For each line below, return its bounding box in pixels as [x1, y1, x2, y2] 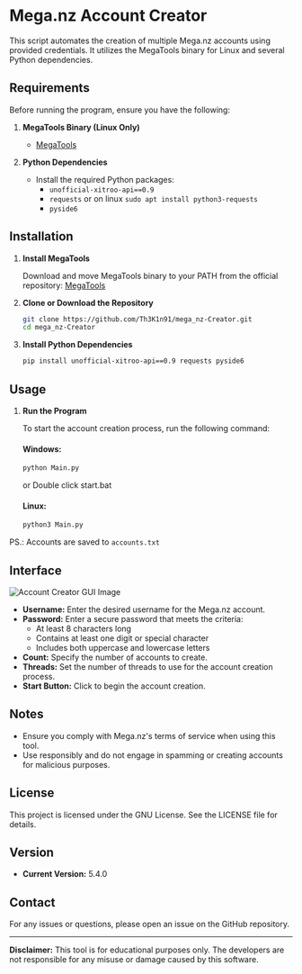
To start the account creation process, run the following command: [22, 423, 271, 433]
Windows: [22, 443, 62, 455]
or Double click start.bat [22, 480, 112, 491]
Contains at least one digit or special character [35, 632, 209, 644]
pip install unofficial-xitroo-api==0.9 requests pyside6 [22, 356, 244, 365]
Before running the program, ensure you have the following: [9, 104, 231, 115]
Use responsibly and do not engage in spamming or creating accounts [22, 749, 283, 761]
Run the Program [22, 406, 87, 416]
